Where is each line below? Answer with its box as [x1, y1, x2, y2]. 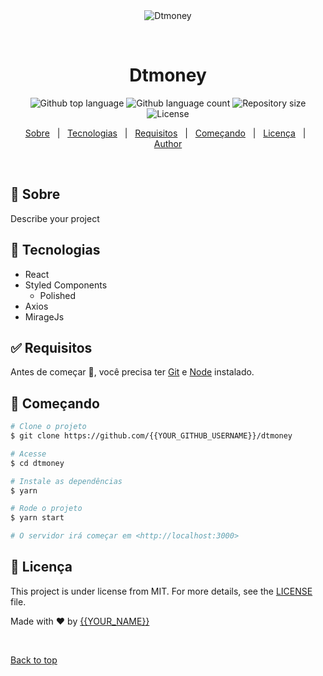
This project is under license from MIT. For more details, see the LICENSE [10, 585, 313, 597]
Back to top [10, 654, 58, 666]
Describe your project [10, 212, 100, 224]
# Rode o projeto [10, 504, 83, 514]
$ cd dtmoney [10, 458, 65, 468]
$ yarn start [10, 513, 65, 523]
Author [153, 137, 183, 149]
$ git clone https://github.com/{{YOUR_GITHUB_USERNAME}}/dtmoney [10, 431, 293, 441]
